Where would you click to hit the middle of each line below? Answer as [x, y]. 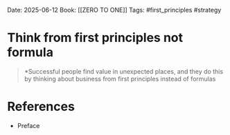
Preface [28, 125]
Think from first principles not [95, 38]
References [41, 107]
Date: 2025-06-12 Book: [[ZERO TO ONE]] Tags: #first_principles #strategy [114, 10]
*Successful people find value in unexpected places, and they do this [124, 71]
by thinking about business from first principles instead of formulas [120, 79]
